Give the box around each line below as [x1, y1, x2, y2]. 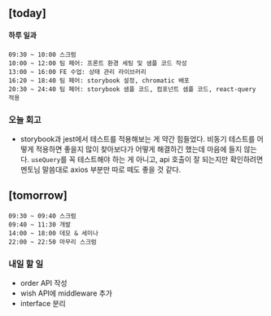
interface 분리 [20, 299, 67, 308]
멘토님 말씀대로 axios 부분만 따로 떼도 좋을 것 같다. [20, 165, 181, 174]
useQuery [31, 156, 61, 164]
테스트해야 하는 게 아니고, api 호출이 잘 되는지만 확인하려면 [76, 154, 264, 164]
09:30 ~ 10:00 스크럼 [8, 50, 77, 59]
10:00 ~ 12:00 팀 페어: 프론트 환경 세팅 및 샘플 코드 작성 [8, 59, 187, 68]
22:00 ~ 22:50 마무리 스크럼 [8, 238, 98, 246]
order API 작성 [20, 279, 68, 287]
